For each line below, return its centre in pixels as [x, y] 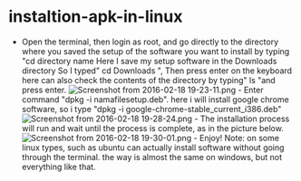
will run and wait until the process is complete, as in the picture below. [153, 128]
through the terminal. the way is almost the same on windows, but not [152, 157]
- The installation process [242, 119]
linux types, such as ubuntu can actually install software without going [153, 148]
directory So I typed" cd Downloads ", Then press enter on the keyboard [156, 71]
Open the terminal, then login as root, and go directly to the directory [150, 42]
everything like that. [58, 167]
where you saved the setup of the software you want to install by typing [155, 51]
